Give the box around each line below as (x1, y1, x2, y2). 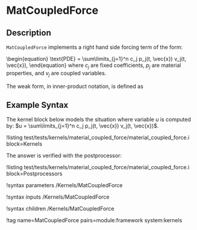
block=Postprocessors (6, 170, 63, 178)
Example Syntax (6, 100, 69, 110)
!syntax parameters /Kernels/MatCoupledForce (6, 182, 123, 189)
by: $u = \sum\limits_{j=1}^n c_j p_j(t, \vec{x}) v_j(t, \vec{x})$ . (6, 122, 159, 129)
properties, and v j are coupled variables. (6, 69, 107, 78)
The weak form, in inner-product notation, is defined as (6, 82, 143, 90)
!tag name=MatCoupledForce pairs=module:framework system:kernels (6, 217, 183, 224)
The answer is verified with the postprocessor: (6, 152, 122, 160)
